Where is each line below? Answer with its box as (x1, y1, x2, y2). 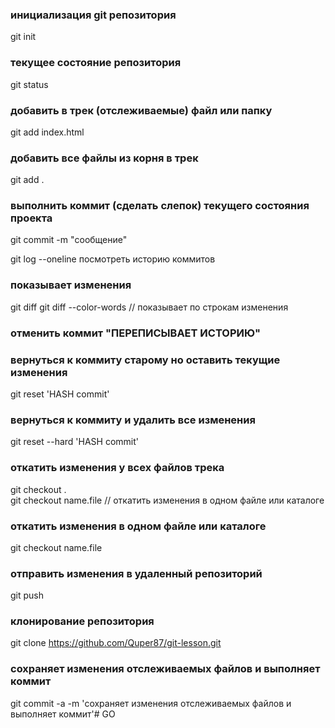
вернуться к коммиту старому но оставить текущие (10, 353, 281, 367)
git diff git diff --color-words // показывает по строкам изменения (10, 301, 289, 313)
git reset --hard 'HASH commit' (10, 436, 140, 448)
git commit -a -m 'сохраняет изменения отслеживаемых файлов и (10, 697, 292, 709)
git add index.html (10, 126, 85, 138)
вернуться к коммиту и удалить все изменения (10, 413, 256, 427)
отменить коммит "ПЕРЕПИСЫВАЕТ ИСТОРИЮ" (10, 326, 262, 340)
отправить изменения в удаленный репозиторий (10, 566, 263, 580)
